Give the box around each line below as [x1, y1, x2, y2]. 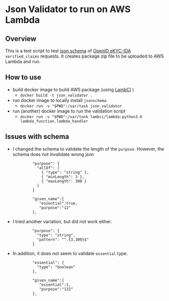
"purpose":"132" [39, 286, 73, 291]
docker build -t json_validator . [20, 92, 93, 98]
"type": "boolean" [37, 264, 76, 270]
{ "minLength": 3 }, [41, 174, 85, 179]
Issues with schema [5, 132, 70, 141]
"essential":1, [39, 282, 71, 287]
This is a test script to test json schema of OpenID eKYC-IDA [5, 48, 131, 54]
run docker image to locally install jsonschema [12, 97, 107, 103]
